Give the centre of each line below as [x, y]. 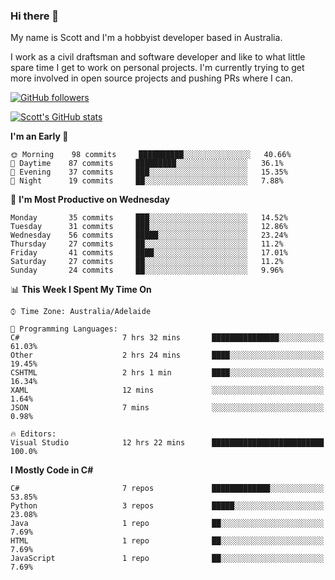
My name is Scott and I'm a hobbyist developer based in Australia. [146, 38]
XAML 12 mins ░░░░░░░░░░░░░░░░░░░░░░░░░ [167, 390]
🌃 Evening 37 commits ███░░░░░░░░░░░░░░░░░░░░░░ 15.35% [149, 172]
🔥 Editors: [33, 434]
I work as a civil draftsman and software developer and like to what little [158, 57]
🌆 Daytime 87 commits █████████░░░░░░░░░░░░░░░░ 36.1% [147, 164]
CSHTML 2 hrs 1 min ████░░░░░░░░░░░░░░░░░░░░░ [167, 373]
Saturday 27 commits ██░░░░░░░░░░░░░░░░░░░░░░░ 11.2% [147, 262]
